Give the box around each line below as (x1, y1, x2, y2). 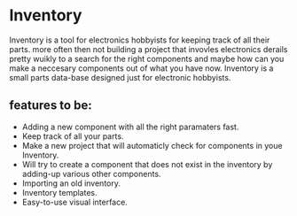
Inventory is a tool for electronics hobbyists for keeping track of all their (9, 35, 270, 45)
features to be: (9, 98, 92, 113)
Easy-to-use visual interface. (21, 197, 129, 207)
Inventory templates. (21, 187, 98, 197)
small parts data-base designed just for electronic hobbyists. (9, 72, 231, 82)
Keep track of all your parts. (21, 130, 124, 142)
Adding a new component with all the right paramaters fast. (21, 121, 239, 132)
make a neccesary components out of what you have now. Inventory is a (9, 63, 274, 73)
